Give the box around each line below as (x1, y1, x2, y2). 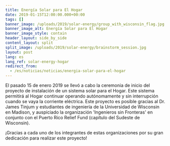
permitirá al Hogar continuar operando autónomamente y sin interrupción (5, 93, 158, 99)
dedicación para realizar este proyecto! (5, 135, 87, 141)
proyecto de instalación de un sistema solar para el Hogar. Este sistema (5, 88, 155, 93)
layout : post (5, 50, 33, 55)
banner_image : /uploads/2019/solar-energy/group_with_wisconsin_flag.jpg (5, 21, 165, 27)
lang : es (5, 54, 24, 60)
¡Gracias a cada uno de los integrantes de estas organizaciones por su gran (5, 130, 163, 135)
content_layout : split (5, 40, 53, 45)
